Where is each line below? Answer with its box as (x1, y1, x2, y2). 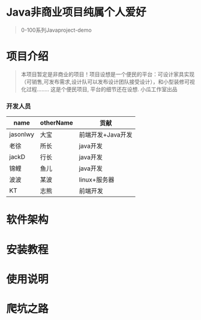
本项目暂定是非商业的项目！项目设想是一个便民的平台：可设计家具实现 (20, 70, 195, 78)
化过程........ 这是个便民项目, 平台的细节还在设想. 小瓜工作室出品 (20, 85, 178, 93)
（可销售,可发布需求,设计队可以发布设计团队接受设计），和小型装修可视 (20, 78, 195, 85)
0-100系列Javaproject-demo (20, 26, 92, 34)
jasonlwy (9, 130, 35, 138)
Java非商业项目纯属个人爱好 (6, 5, 146, 19)
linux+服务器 (79, 176, 115, 184)
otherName (40, 119, 73, 127)
